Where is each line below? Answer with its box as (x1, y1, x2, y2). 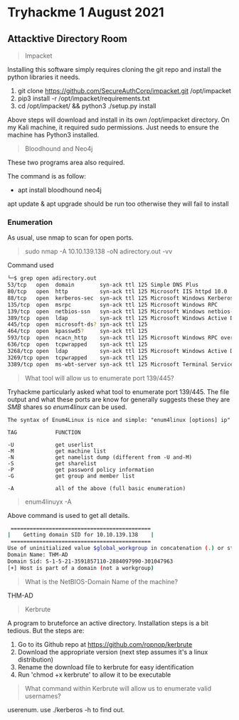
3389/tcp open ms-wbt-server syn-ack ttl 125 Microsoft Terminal (7, 361, 208, 368)
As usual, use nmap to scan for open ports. (7, 233, 134, 242)
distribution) (17, 655, 54, 664)
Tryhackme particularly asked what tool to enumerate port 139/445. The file (7, 387, 230, 396)
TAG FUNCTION (7, 428, 81, 436)
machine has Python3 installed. (7, 131, 100, 139)
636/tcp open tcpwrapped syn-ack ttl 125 (7, 341, 148, 349)
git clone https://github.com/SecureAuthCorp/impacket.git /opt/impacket (17, 87, 231, 95)
